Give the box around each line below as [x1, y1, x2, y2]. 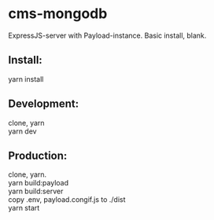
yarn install [8, 74, 44, 83]
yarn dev [8, 126, 37, 136]
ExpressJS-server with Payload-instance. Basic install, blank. [8, 31, 207, 40]
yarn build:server [8, 186, 64, 196]
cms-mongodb [8, 5, 108, 23]
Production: [8, 148, 68, 162]
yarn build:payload [8, 178, 69, 188]
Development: [8, 97, 79, 111]
